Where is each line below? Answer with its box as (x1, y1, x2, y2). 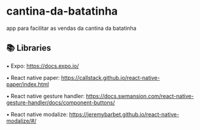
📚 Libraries (6, 43, 51, 53)
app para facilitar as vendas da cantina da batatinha (6, 24, 137, 32)
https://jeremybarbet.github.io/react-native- (69, 110, 180, 118)
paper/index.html (6, 81, 49, 88)
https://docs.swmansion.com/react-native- (86, 92, 194, 99)
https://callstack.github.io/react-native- (60, 74, 160, 81)
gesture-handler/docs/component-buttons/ (6, 99, 115, 106)
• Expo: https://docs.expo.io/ (6, 62, 79, 70)
